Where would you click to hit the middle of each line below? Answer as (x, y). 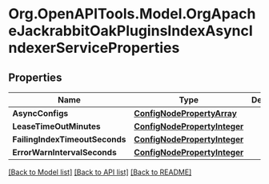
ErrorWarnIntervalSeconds (65, 152)
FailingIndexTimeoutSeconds (69, 139)
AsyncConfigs (40, 113)
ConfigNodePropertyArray (186, 113)
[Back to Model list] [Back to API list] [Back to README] (100, 172)
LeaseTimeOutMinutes (56, 126)
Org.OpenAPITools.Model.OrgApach (132, 14)
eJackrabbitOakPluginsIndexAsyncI (131, 31)
